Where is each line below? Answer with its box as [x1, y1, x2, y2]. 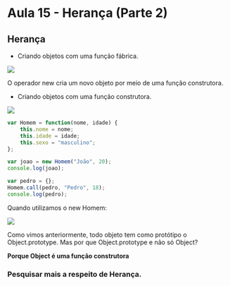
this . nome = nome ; [20, 126, 74, 133]
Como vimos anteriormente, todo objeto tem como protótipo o [7, 230, 188, 239]
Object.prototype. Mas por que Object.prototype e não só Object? [7, 238, 198, 246]
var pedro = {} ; [7, 178, 55, 185]
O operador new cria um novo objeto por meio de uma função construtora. [7, 79, 224, 87]
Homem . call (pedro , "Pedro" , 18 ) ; [7, 184, 106, 191]
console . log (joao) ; [7, 165, 65, 172]
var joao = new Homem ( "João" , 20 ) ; [7, 158, 112, 165]
